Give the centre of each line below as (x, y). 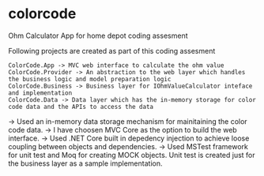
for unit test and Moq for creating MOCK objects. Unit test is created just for (132, 155)
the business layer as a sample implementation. (85, 163)
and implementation (40, 93)
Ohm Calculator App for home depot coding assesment (98, 36)
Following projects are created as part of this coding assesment (112, 51)
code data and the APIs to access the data (81, 107)
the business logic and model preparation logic (90, 79)
